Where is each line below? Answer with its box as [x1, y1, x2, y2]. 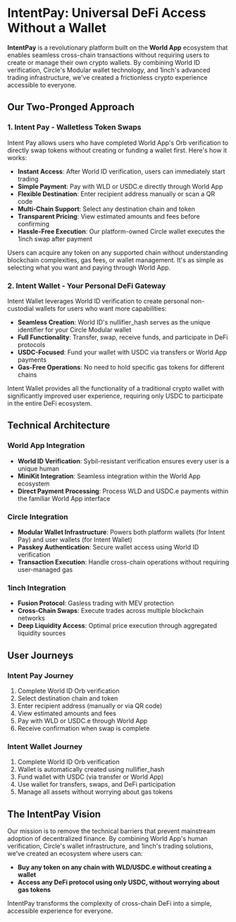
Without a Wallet [7, 20, 107, 36]
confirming [17, 219, 50, 228]
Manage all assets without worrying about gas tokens [17, 788, 173, 796]
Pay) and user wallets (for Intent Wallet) [17, 535, 132, 544]
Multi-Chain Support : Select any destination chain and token [17, 205, 196, 213]
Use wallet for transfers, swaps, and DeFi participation [17, 780, 176, 789]
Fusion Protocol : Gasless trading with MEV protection [17, 599, 174, 607]
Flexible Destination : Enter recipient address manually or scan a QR [17, 189, 216, 198]
